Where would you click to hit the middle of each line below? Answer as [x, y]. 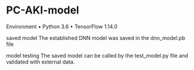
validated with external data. [40, 62]
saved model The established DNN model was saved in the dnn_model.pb [96, 38]
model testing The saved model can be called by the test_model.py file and [97, 55]
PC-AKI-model [43, 10]
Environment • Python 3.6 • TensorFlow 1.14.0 [62, 26]
